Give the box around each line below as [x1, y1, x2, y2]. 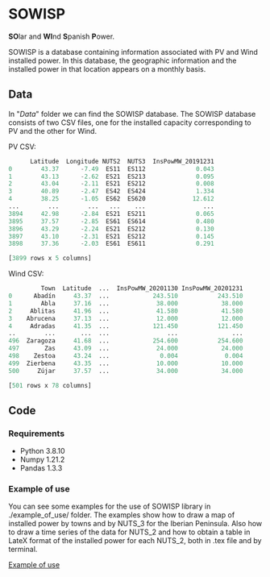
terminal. [8, 545, 38, 554]
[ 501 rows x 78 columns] [8, 381, 92, 389]
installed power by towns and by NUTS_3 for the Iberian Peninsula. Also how [8, 519, 263, 529]
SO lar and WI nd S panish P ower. [8, 31, 115, 41]
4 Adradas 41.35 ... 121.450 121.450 [8, 322, 243, 330]
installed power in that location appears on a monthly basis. [8, 64, 206, 73]
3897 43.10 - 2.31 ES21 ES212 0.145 [8, 232, 215, 240]
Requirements [8, 428, 65, 439]
